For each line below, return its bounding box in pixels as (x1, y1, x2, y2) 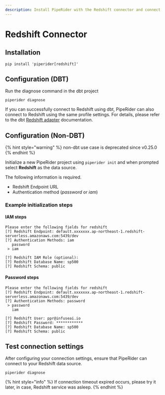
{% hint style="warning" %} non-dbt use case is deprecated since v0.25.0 (5, 144, 158, 150)
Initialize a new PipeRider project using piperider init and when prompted (5, 159, 159, 165)
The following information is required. (5, 174, 82, 180)
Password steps (5, 274, 39, 280)
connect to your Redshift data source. (5, 361, 82, 367)
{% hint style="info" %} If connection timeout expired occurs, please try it (5, 379, 156, 385)
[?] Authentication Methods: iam (5, 238, 74, 243)
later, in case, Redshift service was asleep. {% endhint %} (5, 384, 123, 390)
